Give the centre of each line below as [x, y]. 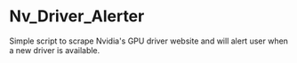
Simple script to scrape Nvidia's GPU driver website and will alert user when [149, 41]
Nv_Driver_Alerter [77, 16]
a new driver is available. [55, 50]
